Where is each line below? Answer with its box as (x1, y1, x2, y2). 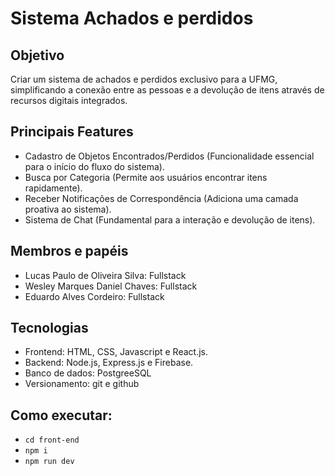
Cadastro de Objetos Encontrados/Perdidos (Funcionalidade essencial (24, 150, 315, 162)
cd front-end (24, 435, 80, 446)
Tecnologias (10, 320, 89, 337)
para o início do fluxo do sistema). (24, 160, 165, 172)
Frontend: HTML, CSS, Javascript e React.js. (24, 346, 208, 358)
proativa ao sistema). (24, 203, 112, 215)
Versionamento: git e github (24, 378, 140, 390)
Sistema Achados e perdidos (10, 7, 254, 30)
